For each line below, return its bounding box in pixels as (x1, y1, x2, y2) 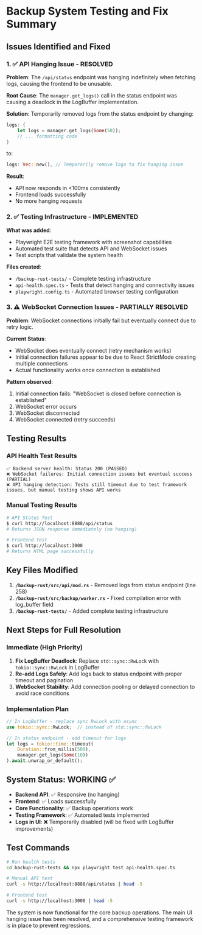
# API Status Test (6, 515, 53, 521)
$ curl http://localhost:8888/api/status (6, 520, 113, 526)
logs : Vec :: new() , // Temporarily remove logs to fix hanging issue (6, 161, 184, 168)
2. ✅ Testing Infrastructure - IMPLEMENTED (6, 213, 139, 221)
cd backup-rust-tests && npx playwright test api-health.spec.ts (6, 864, 175, 870)
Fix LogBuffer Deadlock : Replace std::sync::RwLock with (15, 657, 159, 665)
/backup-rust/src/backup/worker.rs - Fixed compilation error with (15, 594, 181, 601)
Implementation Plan (6, 705, 69, 713)
